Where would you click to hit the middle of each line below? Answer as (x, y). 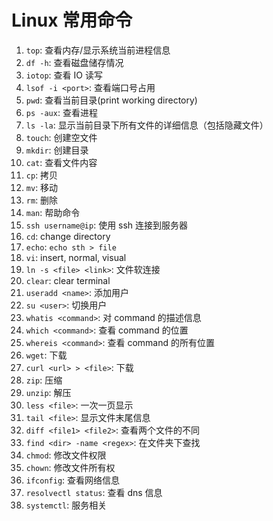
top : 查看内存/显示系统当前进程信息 (98, 50)
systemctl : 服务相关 (66, 505)
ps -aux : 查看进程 (61, 112)
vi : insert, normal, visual (76, 257)
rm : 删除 (42, 200)
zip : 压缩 (44, 380)
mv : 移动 (42, 187)
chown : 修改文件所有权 (70, 467)
